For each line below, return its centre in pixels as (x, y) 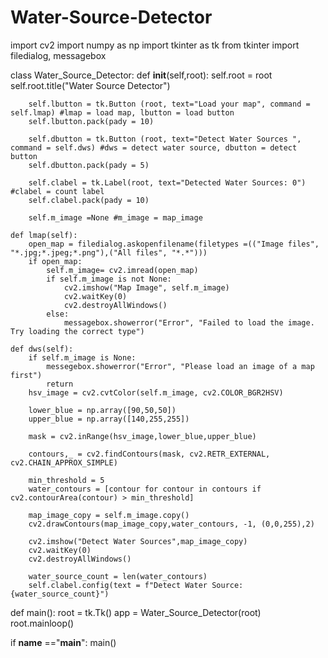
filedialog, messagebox (58, 55)
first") (26, 375)
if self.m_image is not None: (109, 279)
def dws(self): (42, 349)
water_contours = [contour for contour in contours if (145, 489)
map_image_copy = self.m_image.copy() (109, 515)
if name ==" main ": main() (63, 642)
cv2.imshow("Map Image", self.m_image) (146, 287)
